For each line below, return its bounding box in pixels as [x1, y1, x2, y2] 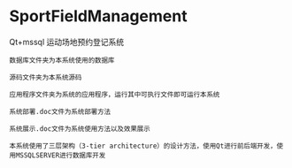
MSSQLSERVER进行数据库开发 [15, 150, 106, 160]
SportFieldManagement [9, 6, 188, 27]
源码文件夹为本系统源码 [9, 73, 82, 81]
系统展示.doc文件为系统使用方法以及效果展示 [9, 124, 150, 134]
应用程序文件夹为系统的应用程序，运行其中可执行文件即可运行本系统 [9, 90, 220, 99]
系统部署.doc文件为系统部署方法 [9, 107, 111, 116]
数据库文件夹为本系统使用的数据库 [9, 56, 115, 65]
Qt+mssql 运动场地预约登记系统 [9, 36, 125, 47]
